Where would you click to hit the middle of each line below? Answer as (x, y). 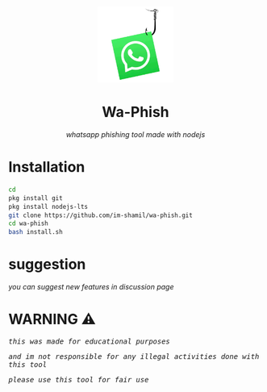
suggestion (47, 265)
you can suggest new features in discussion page (91, 287)
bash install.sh (35, 232)
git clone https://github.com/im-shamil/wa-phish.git (101, 215)
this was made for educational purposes (90, 342)
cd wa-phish (28, 223)
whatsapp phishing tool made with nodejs (136, 134)
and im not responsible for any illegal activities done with (134, 357)
